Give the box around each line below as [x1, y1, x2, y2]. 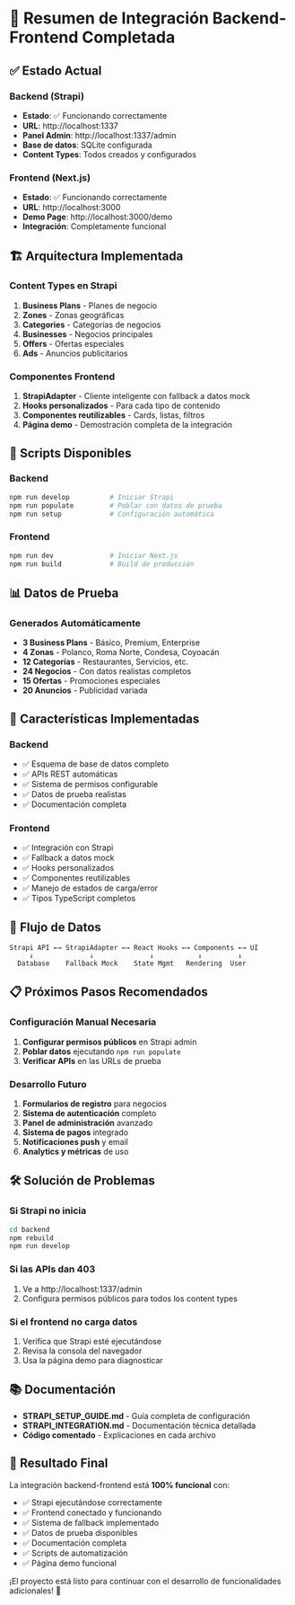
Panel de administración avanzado [22, 1117, 153, 1128]
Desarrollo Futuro [9, 1077, 87, 1090]
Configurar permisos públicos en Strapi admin [22, 1036, 197, 1047]
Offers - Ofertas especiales [22, 338, 125, 349]
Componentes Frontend [9, 370, 115, 383]
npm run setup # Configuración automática [9, 510, 215, 519]
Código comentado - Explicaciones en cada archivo [22, 1429, 217, 1441]
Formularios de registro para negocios [22, 1098, 168, 1109]
